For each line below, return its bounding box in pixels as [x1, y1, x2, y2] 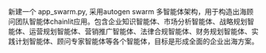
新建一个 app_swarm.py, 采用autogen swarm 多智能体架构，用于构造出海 [8, 7, 247, 16]
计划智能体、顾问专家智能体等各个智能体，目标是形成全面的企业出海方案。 [14, 36, 259, 46]
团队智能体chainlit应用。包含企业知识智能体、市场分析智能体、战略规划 [14, 17, 248, 26]
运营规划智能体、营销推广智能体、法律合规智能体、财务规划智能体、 [29, 27, 252, 36]
